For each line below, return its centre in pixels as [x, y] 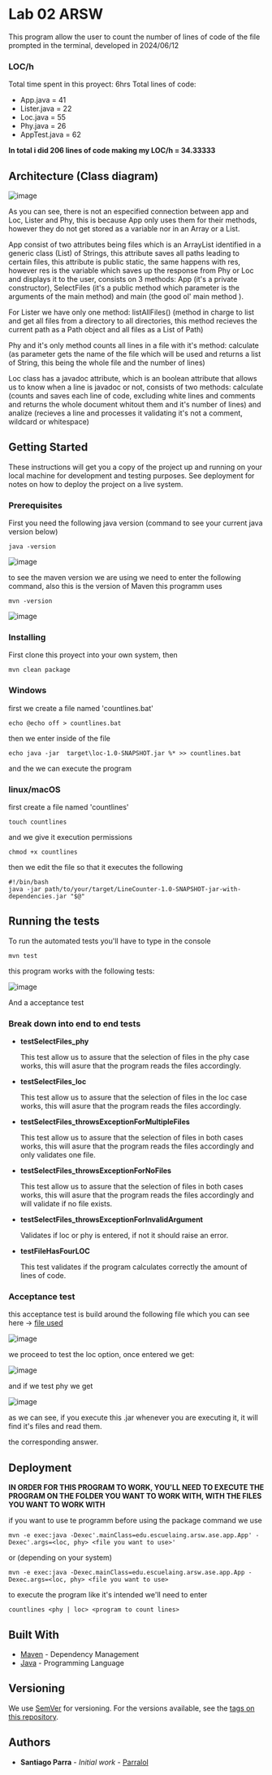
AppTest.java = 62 [50, 134]
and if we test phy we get [51, 1386]
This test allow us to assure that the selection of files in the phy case [135, 1057]
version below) [33, 532]
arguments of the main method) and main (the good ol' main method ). [126, 297]
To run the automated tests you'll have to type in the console [110, 941]
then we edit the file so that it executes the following [96, 868]
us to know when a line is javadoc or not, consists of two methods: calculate [136, 387]
